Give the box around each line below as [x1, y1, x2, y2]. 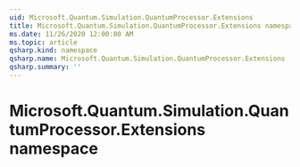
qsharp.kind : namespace [9, 46, 98, 55]
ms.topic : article [9, 37, 78, 47]
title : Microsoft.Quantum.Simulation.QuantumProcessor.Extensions [9, 21, 262, 30]
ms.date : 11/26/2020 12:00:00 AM [9, 29, 134, 38]
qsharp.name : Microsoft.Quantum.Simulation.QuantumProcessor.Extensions [9, 54, 286, 63]
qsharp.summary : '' [9, 63, 82, 72]
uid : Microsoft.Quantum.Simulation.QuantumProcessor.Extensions [9, 12, 254, 22]
